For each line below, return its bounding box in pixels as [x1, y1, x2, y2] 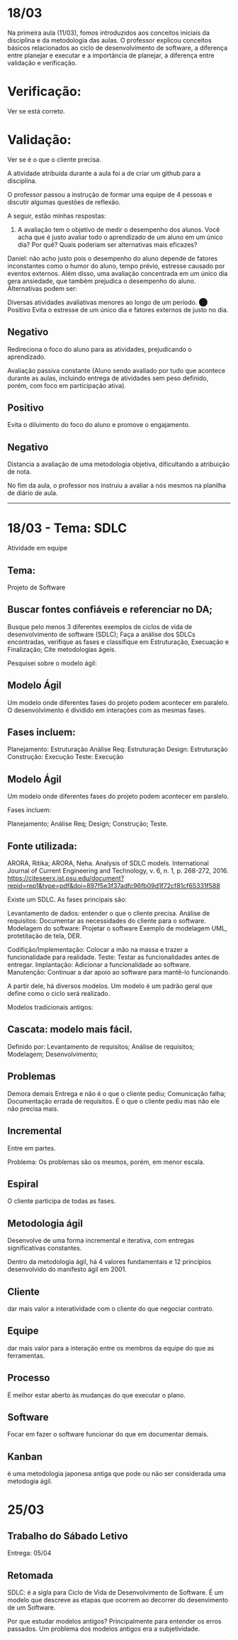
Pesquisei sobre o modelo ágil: [7, 658, 97, 667]
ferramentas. [7, 1351, 45, 1360]
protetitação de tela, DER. [7, 931, 82, 941]
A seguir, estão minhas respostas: [7, 211, 106, 220]
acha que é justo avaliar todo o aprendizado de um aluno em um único [17, 233, 223, 241]
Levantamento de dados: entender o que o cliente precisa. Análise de [7, 909, 210, 918]
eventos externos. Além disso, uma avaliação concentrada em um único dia [7, 269, 228, 277]
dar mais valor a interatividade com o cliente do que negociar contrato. [7, 1304, 215, 1313]
